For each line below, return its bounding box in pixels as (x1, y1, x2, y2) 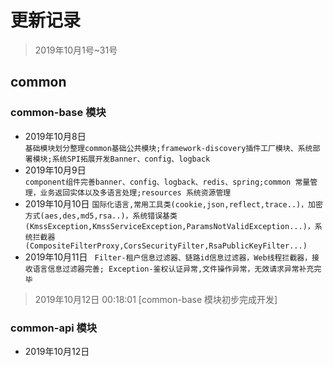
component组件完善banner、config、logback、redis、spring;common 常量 (24, 177, 311, 187)
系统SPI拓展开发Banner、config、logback (51, 154, 211, 164)
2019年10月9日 (24, 164, 87, 176)
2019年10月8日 (24, 130, 87, 142)
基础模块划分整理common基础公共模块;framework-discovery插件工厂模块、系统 (24, 143, 313, 153)
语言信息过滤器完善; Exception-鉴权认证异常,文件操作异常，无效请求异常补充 (32, 264, 315, 274)
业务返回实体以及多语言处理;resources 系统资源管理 (39, 187, 232, 198)
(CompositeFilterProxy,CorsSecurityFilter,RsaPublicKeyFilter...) (24, 241, 308, 251)
